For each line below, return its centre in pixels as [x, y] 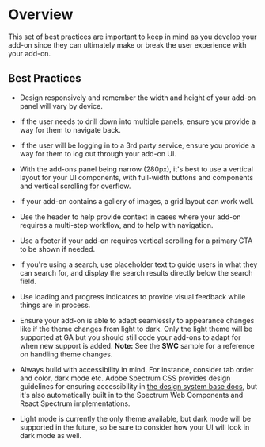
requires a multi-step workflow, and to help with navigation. [116, 225]
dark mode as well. [51, 435]
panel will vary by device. [61, 106]
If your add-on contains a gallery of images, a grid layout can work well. [137, 201]
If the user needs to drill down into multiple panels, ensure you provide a [137, 121]
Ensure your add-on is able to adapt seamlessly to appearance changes [137, 320]
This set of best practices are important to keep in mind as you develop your [132, 37]
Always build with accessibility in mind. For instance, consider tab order [136, 369]
